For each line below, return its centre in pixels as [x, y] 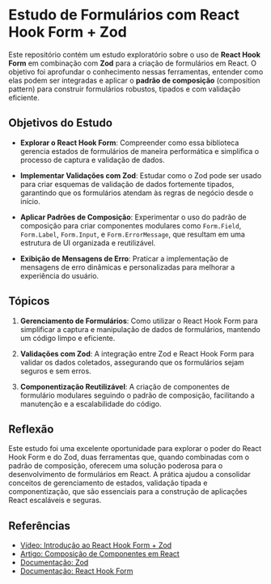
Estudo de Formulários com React [124, 15]
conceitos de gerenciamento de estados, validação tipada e [108, 483]
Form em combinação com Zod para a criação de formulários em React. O [133, 63]
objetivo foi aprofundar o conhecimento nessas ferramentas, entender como [136, 71]
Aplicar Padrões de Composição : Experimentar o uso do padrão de [133, 217]
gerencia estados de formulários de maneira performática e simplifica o [140, 151]
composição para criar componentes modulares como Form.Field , [131, 225]
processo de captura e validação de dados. [93, 160]
